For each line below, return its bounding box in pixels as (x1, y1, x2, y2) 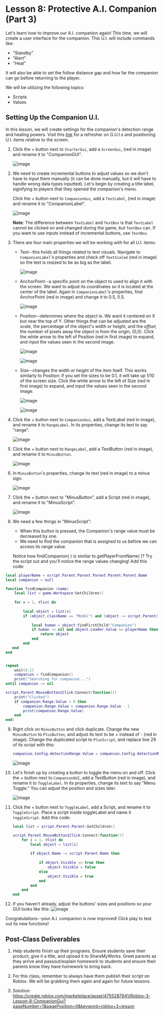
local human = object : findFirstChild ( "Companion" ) (31, 622, 137, 627)
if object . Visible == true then (38, 860, 105, 865)
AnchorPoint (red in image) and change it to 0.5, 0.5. (19, 294, 125, 300)
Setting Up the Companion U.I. (5, 114, 99, 122)
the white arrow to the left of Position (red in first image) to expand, (19, 334, 155, 340)
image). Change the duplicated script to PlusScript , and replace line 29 (12, 737, 156, 742)
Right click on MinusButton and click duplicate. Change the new (12, 726, 140, 732)
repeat (5, 663, 19, 668)
